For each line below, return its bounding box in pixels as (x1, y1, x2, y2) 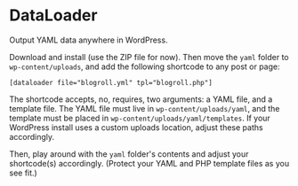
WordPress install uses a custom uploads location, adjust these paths (9, 121, 264, 133)
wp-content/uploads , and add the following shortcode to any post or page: (9, 61, 280, 72)
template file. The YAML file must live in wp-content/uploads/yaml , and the (9, 103, 280, 113)
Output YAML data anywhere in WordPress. (9, 35, 168, 45)
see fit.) (9, 167, 37, 178)
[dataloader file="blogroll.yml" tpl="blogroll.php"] (9, 78, 213, 87)
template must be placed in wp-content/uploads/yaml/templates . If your (9, 112, 271, 123)
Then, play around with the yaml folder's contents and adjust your (9, 148, 249, 159)
